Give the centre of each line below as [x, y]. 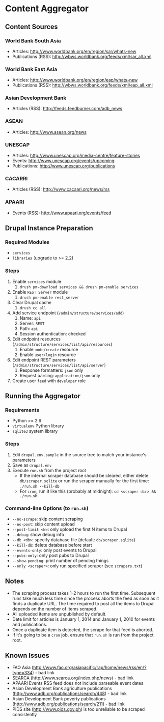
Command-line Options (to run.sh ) [47, 508]
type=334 [22, 672]
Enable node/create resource [49, 349]
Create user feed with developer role [49, 381]
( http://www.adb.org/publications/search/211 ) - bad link [68, 704]
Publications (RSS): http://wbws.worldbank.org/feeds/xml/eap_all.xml [82, 85]
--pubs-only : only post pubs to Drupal [51, 555]
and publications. [30, 624]
